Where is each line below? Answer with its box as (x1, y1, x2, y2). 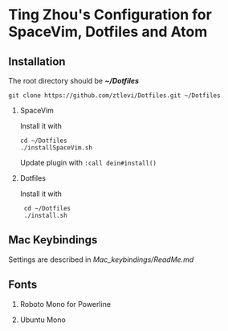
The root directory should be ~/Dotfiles (8, 76, 139, 85)
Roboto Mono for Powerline (19, 299, 111, 309)
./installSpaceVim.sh (19, 144, 92, 152)
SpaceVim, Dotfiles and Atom (8, 22, 208, 41)
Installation (8, 55, 66, 68)
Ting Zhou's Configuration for (8, 6, 213, 24)
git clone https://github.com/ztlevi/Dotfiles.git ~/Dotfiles (8, 92, 221, 100)
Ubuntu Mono (19, 315, 66, 325)
